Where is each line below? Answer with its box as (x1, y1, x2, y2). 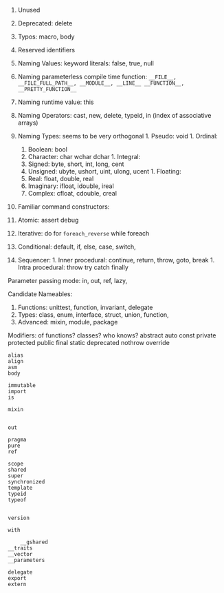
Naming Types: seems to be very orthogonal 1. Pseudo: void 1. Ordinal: (17, 132, 219, 140)
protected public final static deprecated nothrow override (8, 339, 170, 346)
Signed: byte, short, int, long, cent (27, 160, 124, 168)
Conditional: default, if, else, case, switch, (17, 242, 136, 251)
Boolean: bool (27, 145, 68, 154)
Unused (17, 6, 41, 14)
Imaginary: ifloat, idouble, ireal (27, 182, 114, 190)
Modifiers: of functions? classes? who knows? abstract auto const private (8, 331, 216, 340)
